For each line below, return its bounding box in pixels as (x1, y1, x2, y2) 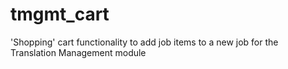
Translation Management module (10, 46, 147, 58)
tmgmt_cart (10, 3, 110, 26)
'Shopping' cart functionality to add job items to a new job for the (10, 36, 279, 48)
